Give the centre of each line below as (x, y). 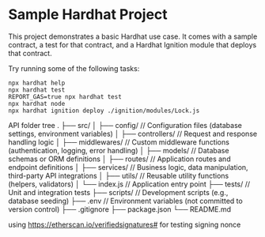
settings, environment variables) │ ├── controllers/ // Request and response (133, 134)
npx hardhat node (37, 103)
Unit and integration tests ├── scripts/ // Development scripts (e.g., (118, 192)
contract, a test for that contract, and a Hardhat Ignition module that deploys (132, 44)
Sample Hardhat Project (88, 15)
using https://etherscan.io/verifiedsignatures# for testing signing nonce (125, 224)
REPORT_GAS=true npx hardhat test (65, 96)
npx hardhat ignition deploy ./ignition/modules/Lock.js (104, 111)
